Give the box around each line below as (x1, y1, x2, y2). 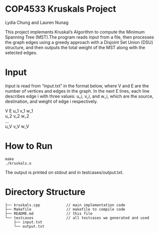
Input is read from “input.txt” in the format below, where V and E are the (5, 83, 149, 89)
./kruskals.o (5, 161, 32, 166)
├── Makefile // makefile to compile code (5, 207, 125, 212)
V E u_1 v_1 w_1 (5, 108, 33, 114)
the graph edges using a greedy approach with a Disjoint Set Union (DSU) (5, 39, 154, 45)
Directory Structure (5, 187, 86, 197)
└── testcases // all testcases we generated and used (5, 215, 150, 220)
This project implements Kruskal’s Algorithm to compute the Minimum (5, 29, 145, 35)
